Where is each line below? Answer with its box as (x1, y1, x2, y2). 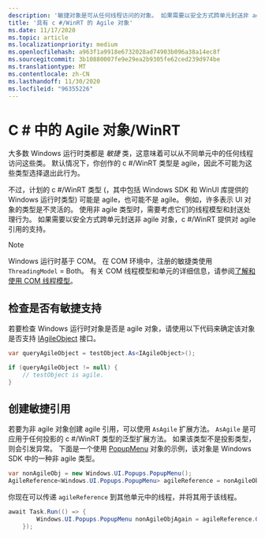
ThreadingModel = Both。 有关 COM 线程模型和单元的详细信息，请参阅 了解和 (8, 266, 256, 276)
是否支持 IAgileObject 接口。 (8, 334, 101, 343)
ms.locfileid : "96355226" (8, 84, 93, 93)
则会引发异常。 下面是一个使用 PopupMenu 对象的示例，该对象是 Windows (8, 444, 252, 454)
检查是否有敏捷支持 (8, 301, 102, 315)
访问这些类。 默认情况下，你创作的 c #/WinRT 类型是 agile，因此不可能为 (8, 158, 246, 168)
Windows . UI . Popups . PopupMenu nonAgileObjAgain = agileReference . (36, 515, 256, 524)
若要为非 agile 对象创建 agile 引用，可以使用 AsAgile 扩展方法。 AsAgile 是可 (8, 425, 256, 434)
